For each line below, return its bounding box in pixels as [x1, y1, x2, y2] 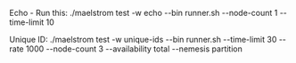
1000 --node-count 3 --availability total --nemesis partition [25, 43, 243, 54]
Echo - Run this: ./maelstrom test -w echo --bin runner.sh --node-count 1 [9, 8, 278, 18]
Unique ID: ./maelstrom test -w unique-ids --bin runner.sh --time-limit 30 [9, 35, 277, 44]
